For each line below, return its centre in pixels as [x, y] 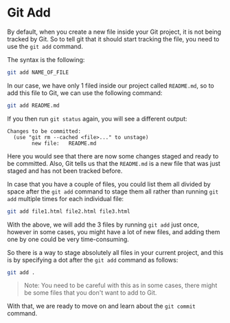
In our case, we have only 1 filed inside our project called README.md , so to [111, 85]
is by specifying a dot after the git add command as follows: [93, 260]
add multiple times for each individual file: [66, 198]
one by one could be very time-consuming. [68, 239]
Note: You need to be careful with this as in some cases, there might [120, 285]
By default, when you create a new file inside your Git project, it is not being [114, 32]
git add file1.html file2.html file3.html [69, 211]
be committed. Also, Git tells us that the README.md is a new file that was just [114, 163]
